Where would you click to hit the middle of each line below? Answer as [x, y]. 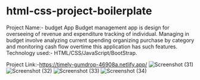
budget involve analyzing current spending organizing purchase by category [100, 40]
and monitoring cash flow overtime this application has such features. [92, 47]
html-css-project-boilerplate [79, 11]
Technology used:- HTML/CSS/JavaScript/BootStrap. [72, 53]
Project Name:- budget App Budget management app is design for [88, 27]
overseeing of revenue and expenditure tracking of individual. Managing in [98, 33]
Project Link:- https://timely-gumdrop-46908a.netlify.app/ [77, 64]
